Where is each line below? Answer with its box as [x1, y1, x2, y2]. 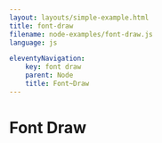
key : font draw [25, 63, 82, 71]
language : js [9, 38, 58, 47]
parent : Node [25, 71, 74, 80]
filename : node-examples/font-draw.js [9, 29, 153, 38]
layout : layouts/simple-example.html [9, 13, 150, 22]
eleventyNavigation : [9, 55, 86, 63]
